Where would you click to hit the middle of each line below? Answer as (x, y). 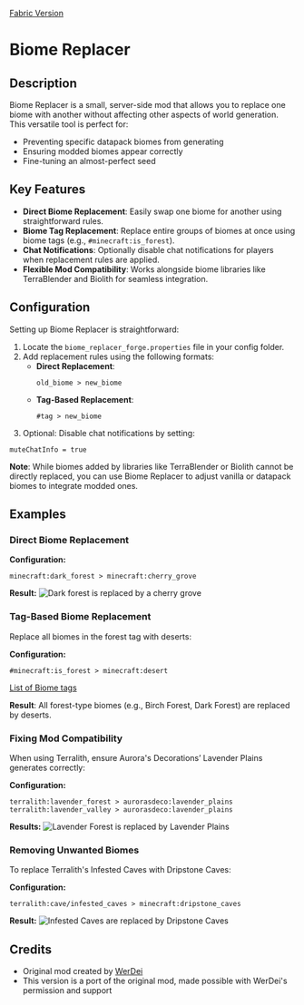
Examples (38, 515)
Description (43, 83)
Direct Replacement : (75, 366)
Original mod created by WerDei (83, 971)
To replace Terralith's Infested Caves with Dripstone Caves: (120, 870)
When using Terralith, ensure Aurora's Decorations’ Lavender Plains (136, 757)
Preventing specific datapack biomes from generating (123, 141)
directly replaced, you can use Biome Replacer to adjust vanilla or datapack (150, 476)
